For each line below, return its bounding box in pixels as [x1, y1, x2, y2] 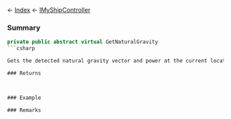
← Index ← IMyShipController [7, 6, 91, 14]
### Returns [7, 69, 41, 76]
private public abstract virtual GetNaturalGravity [7, 39, 158, 45]
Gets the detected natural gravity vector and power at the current [7, 58, 208, 65]
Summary [7, 23, 41, 32]
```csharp [7, 45, 36, 52]
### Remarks [7, 107, 41, 113]
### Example [7, 94, 41, 101]
